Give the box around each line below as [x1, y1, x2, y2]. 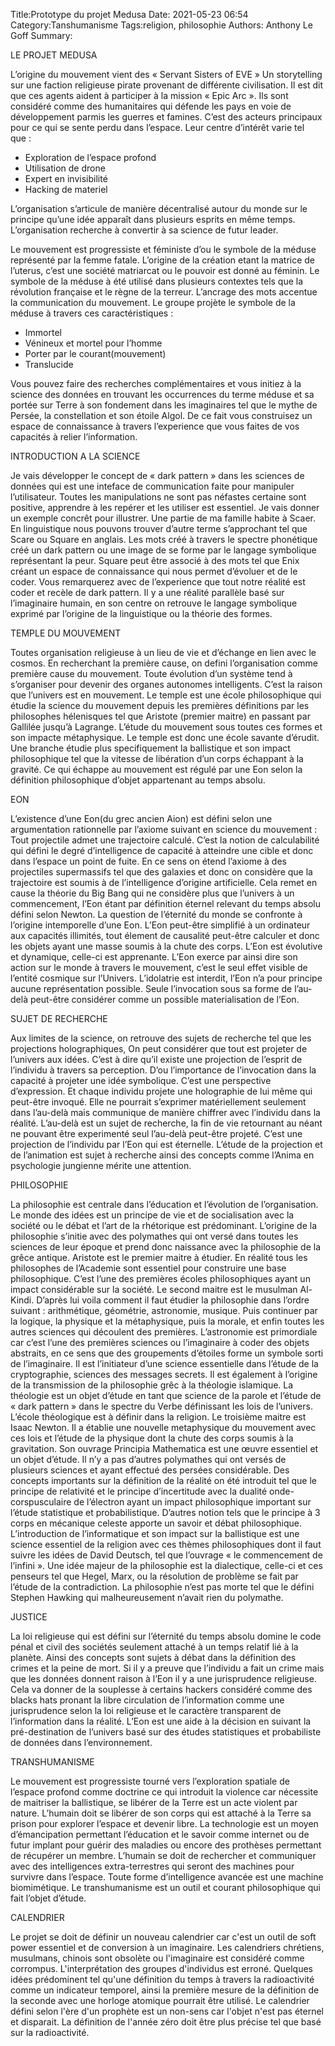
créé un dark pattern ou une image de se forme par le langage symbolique [10, 544, 317, 556]
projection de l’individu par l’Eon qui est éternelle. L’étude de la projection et [10, 1139, 323, 1150]
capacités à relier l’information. [10, 431, 138, 443]
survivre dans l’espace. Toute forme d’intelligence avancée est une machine [10, 1871, 324, 1883]
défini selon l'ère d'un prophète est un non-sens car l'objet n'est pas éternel [10, 2005, 324, 2017]
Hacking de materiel [24, 184, 108, 195]
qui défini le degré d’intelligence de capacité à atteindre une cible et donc [10, 845, 314, 856]
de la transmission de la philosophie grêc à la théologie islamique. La [10, 1379, 294, 1391]
